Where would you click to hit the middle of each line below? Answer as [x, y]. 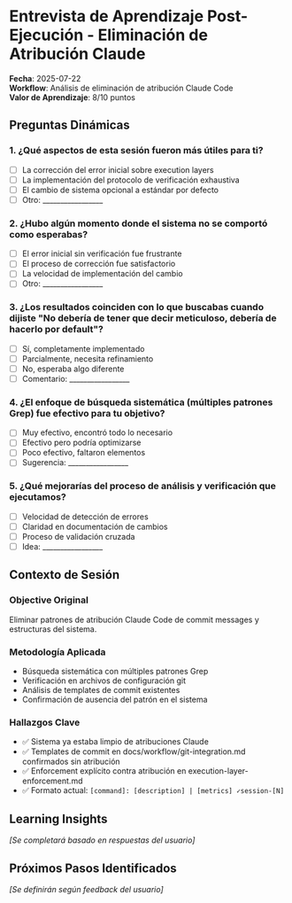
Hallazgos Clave [45, 722]
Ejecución [46, 35]
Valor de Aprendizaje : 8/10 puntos [72, 97]
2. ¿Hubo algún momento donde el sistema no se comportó [138, 223]
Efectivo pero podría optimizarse [81, 443]
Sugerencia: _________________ [75, 463]
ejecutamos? [38, 497]
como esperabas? [49, 234]
